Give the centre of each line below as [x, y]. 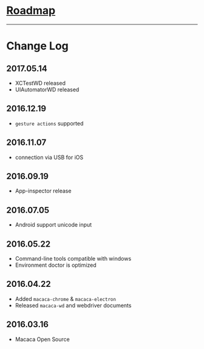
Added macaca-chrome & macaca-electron [66, 298]
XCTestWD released [40, 83]
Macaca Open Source [42, 339]
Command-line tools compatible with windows [73, 259]
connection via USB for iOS [49, 157]
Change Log [37, 46]
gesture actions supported [49, 123]
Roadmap [31, 11]
